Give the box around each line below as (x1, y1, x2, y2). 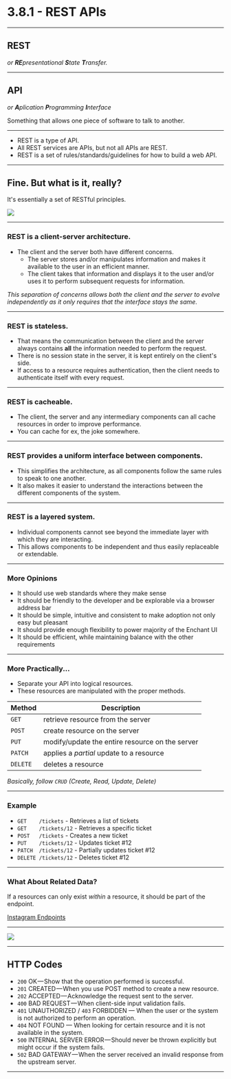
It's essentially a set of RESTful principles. (7, 196, 126, 204)
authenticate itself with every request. (16, 373, 125, 381)
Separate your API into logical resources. (16, 680, 133, 688)
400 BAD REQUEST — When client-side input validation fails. (16, 999, 186, 1007)
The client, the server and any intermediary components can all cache (16, 412, 216, 421)
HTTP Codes (7, 958, 63, 971)
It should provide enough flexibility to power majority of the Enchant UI (16, 626, 218, 634)
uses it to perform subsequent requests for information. (27, 277, 185, 285)
